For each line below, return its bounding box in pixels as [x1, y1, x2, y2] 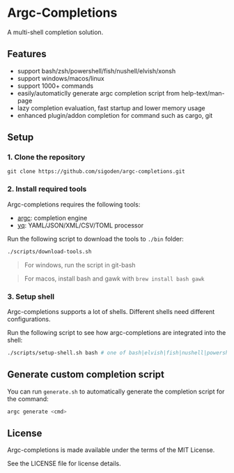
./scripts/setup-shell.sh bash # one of [7, 349, 127, 356]
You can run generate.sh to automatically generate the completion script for [7, 387, 225, 396]
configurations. [7, 315, 51, 323]
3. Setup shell [7, 292, 54, 301]
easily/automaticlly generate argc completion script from [17, 89, 180, 97]
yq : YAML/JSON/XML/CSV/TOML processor [17, 221, 144, 230]
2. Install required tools [7, 184, 87, 194]
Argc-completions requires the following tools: [7, 200, 141, 209]
